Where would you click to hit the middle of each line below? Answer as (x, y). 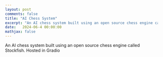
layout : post (18, 9)
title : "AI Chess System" (31, 18)
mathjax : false (20, 32)
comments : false (21, 14)
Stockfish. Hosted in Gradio (33, 50)
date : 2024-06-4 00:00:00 (33, 27)
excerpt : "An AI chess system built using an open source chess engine (79, 23)
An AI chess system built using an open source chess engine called (73, 45)
